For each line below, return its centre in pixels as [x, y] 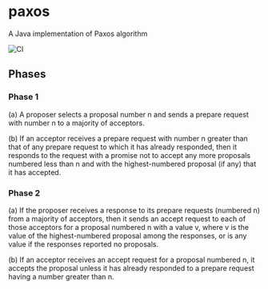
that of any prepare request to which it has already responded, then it [123, 147]
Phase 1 [24, 97]
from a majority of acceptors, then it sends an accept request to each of [127, 219]
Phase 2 [24, 192]
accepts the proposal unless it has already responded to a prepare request [131, 268]
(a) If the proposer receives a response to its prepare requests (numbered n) [134, 210]
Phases [27, 74]
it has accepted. [35, 172]
